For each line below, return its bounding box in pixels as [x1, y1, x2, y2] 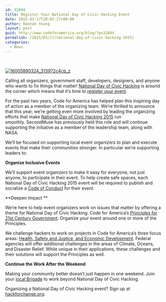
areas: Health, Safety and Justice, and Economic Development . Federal [5, 235, 151, 241]
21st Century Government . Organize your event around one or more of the [5, 215, 157, 221]
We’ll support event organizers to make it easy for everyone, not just [5, 169, 145, 175]
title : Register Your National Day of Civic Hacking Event [5, 12, 130, 17]
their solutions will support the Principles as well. [5, 251, 105, 257]
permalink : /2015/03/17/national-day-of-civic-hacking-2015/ [5, 35, 135, 40]
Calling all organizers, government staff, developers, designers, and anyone [5, 77, 160, 83]
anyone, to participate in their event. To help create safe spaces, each [5, 174, 148, 180]
